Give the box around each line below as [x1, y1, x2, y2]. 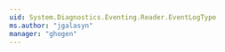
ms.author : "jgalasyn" [9, 21, 93, 30]
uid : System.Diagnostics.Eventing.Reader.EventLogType [9, 12, 217, 22]
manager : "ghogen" [9, 29, 77, 38]
